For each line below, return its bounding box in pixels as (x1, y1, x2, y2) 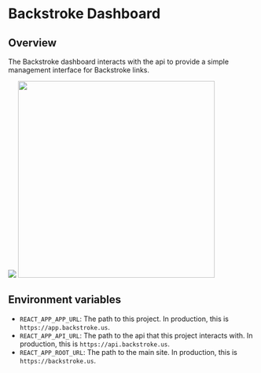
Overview (8, 36, 57, 50)
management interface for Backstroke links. (8, 65, 150, 75)
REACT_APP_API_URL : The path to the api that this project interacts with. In (19, 331, 253, 340)
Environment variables (8, 293, 122, 307)
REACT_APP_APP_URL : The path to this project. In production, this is (19, 314, 230, 323)
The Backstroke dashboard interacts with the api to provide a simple (8, 57, 230, 66)
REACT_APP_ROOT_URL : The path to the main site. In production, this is (19, 347, 238, 356)
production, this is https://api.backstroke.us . (19, 339, 171, 349)
